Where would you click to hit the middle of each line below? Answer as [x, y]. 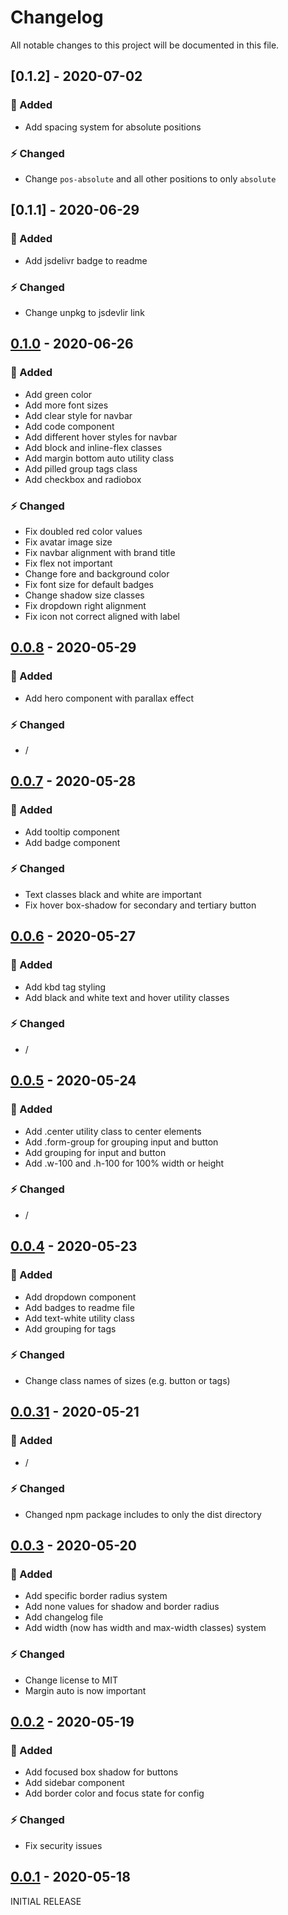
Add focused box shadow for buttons [101, 1772]
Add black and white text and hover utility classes [127, 997]
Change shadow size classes [84, 595]
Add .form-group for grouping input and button [121, 1142]
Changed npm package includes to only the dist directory [143, 1514]
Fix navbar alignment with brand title [100, 552]
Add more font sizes [66, 405]
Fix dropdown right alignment [85, 605]
